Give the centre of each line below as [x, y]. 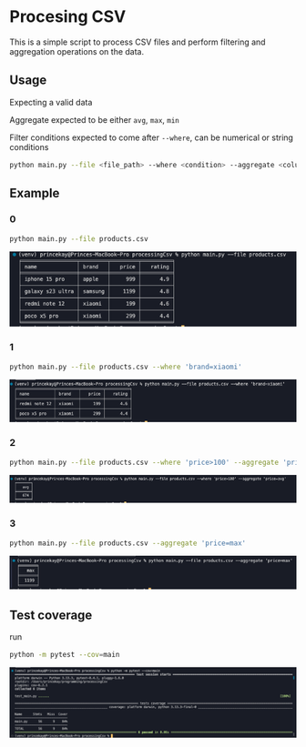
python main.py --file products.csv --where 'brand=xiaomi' [126, 367]
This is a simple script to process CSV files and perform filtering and [138, 42]
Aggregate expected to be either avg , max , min [95, 119]
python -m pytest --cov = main [65, 655]
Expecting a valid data [51, 102]
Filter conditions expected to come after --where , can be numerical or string [152, 137]
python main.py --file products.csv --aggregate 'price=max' [128, 543]
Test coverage [51, 615]
